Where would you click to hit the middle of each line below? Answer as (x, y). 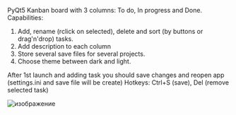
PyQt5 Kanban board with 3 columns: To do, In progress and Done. (105, 10)
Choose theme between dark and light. (74, 61)
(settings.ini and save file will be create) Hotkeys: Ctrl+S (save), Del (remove (118, 83)
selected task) (28, 90)
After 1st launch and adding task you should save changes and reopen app (116, 75)
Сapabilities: (25, 18)
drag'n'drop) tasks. (46, 39)
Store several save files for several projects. (81, 54)
